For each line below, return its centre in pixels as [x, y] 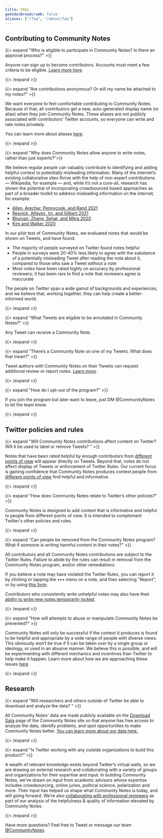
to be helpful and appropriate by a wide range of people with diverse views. [81, 638]
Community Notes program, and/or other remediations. [61, 565]
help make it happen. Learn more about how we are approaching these [76, 659]
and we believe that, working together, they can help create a [67, 294]
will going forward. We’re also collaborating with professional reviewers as [80, 795]
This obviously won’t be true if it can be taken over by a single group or [77, 643]
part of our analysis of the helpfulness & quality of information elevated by [80, 801]
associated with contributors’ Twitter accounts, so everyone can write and [80, 119]
